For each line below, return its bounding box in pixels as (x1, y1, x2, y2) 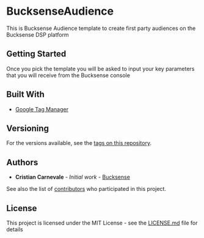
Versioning (6, 123, 49, 133)
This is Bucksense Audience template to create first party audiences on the (6, 24, 196, 32)
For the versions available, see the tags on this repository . (6, 139, 151, 147)
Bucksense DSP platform (6, 31, 69, 38)
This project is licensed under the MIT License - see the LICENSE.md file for (6, 219, 198, 226)
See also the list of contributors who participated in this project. (6, 185, 167, 193)
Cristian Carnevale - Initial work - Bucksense (15, 173, 130, 181)
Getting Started (6, 49, 67, 59)
